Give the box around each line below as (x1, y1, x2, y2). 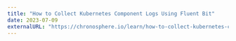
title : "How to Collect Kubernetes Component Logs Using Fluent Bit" (7, 10, 216, 17)
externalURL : (7, 23, 46, 30)
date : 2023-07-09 (7, 17, 58, 24)
